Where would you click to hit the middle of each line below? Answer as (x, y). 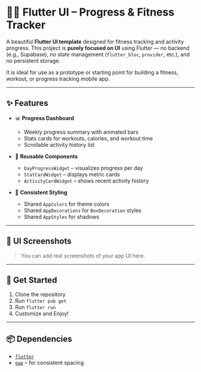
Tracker (26, 25)
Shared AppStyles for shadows (62, 217)
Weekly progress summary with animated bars (81, 132)
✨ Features (27, 103)
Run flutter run (35, 307)
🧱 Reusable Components (46, 156)
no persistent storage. (33, 61)
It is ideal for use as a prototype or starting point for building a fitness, (92, 72)
